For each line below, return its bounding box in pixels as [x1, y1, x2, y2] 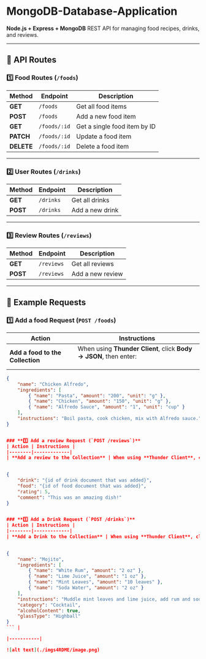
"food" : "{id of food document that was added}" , [17, 483, 147, 489]
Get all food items [76, 102, 127, 111]
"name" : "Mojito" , [17, 556, 64, 563]
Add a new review [71, 270, 123, 278]
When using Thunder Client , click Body [77, 344, 193, 353]
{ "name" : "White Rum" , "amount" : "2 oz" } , [28, 567, 144, 574]
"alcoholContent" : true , [17, 607, 81, 614]
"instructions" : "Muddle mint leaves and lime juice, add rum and [17, 596, 191, 602]
